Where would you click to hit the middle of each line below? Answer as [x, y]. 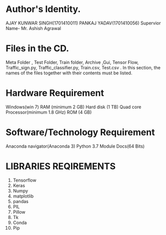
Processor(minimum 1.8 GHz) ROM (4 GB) [49, 112]
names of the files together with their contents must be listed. [69, 73]
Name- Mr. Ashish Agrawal [33, 28]
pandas [21, 201]
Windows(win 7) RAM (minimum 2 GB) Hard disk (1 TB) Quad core [73, 107]
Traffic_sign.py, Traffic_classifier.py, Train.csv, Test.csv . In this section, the [83, 67]
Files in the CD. [37, 49]
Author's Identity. [43, 9]
